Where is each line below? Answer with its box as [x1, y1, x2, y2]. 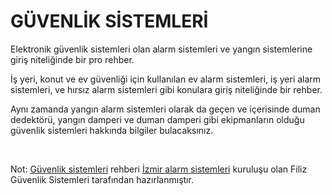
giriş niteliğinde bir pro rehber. [10, 53, 135, 65]
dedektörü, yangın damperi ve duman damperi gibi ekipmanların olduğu [10, 113, 305, 125]
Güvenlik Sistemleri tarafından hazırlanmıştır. [10, 173, 194, 185]
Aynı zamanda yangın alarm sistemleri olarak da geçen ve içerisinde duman [10, 103, 321, 115]
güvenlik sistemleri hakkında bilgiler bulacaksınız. [10, 124, 214, 136]
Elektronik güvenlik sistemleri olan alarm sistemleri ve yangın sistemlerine [10, 43, 313, 55]
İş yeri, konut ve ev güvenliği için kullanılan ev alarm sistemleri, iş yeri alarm [10, 73, 322, 85]
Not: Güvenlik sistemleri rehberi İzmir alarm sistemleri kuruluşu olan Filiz [10, 163, 308, 175]
